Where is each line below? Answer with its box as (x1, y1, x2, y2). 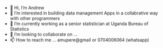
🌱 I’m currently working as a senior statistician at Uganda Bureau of (9, 20, 149, 26)
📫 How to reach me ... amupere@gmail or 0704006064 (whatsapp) (9, 37, 150, 42)
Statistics (9, 26, 29, 32)
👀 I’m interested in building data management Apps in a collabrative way (9, 10, 159, 16)
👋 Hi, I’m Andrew (9, 5, 44, 10)
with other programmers (9, 15, 60, 21)
